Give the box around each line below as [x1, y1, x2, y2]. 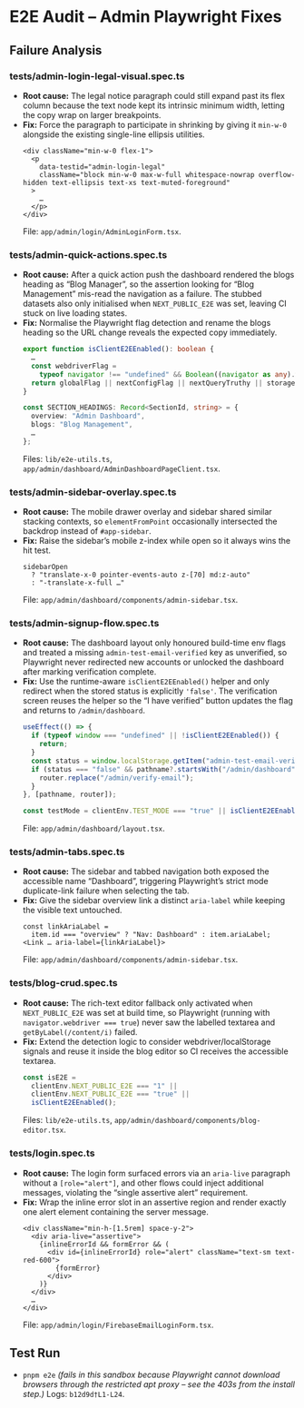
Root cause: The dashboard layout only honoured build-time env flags [22, 637, 286, 648]
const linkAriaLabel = [22, 922, 109, 931]
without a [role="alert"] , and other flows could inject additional [22, 1177, 265, 1188]
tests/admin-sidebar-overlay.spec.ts [9, 486, 177, 498]
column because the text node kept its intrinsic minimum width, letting [22, 100, 286, 111]
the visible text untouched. [22, 905, 123, 916]
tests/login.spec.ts [9, 1147, 95, 1159]
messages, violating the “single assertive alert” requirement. [22, 1186, 249, 1197]
